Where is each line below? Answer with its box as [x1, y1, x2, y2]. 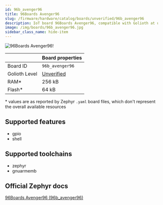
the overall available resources [5, 104, 66, 110]
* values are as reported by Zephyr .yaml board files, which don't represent [5, 99, 156, 104]
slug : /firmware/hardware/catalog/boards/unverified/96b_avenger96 [5, 16, 145, 21]
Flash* [7, 86, 23, 93]
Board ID [7, 63, 28, 69]
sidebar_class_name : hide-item [5, 30, 68, 34]
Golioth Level [7, 71, 37, 77]
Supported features [5, 118, 66, 126]
